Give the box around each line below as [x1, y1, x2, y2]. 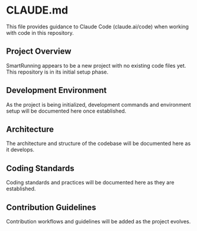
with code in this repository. [6, 29, 74, 36]
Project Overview [6, 47, 72, 57]
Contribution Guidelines [6, 202, 96, 212]
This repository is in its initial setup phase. [6, 68, 109, 75]
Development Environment [6, 85, 107, 95]
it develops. [6, 146, 34, 153]
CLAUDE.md [6, 4, 69, 17]
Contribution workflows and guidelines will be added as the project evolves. [6, 218, 191, 225]
